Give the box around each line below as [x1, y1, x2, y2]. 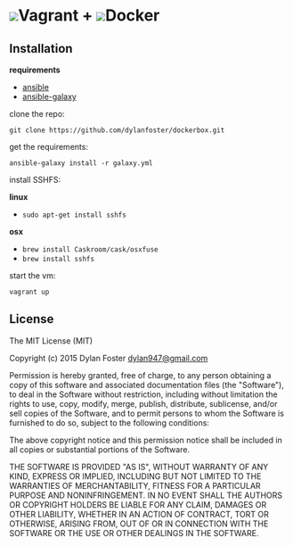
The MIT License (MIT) [9, 335, 94, 346]
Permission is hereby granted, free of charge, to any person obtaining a [9, 369, 272, 380]
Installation [9, 41, 73, 56]
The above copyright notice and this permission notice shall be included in [9, 434, 282, 445]
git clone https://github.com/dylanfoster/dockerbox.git [9, 126, 225, 135]
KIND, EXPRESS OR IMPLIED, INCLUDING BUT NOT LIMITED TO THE [9, 470, 262, 482]
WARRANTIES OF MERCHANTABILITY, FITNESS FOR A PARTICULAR [9, 480, 261, 491]
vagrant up [9, 287, 50, 296]
